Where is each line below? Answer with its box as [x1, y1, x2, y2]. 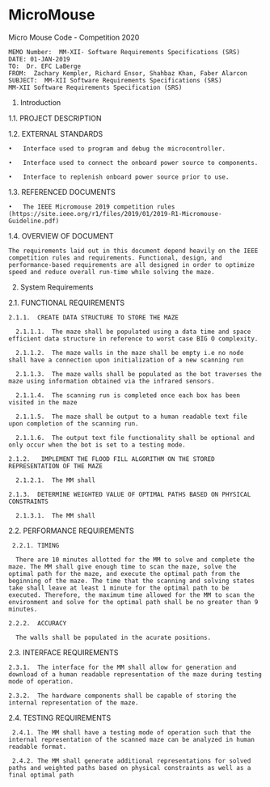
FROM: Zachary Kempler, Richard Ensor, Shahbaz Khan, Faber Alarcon [8, 69, 248, 78]
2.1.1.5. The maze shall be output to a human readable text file [15, 413, 248, 421]
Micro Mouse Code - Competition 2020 [8, 32, 140, 42]
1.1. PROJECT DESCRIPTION [8, 113, 102, 123]
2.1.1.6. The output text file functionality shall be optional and [15, 434, 255, 442]
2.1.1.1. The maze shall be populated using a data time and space [15, 328, 251, 336]
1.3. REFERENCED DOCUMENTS [8, 187, 116, 197]
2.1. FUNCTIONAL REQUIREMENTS [8, 298, 125, 307]
